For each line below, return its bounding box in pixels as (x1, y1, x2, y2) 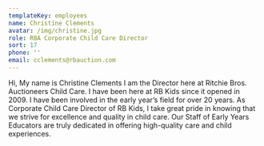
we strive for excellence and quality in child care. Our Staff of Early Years (8, 112, 250, 121)
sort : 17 (8, 41, 38, 49)
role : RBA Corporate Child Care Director (8, 34, 149, 42)
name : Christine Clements (8, 19, 94, 27)
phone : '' (8, 49, 42, 57)
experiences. (8, 128, 52, 138)
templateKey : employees (8, 11, 88, 20)
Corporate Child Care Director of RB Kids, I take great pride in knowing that (8, 103, 256, 112)
